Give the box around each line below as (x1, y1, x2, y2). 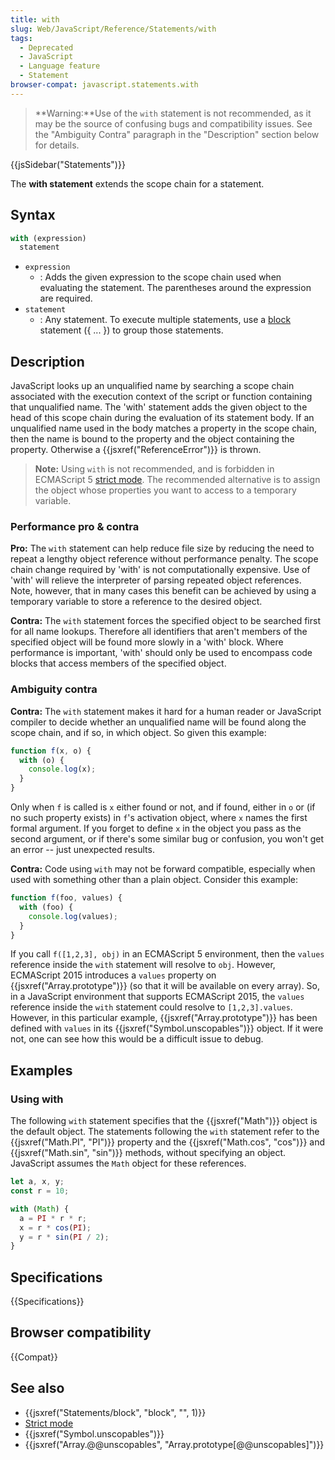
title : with (10, 14, 60, 25)
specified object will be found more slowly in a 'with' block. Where (10, 636, 284, 648)
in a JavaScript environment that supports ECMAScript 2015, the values (10, 991, 305, 1003)
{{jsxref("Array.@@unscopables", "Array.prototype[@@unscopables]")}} (24, 1438, 325, 1450)
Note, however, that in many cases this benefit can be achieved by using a (10, 585, 317, 597)
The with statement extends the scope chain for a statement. (10, 177, 265, 190)
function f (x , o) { (10, 746, 92, 756)
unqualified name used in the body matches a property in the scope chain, (10, 422, 317, 435)
